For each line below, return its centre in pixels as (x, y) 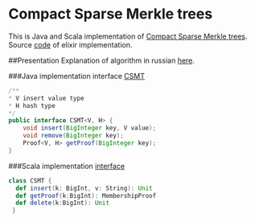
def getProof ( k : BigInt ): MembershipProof (86, 195)
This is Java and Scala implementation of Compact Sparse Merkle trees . (128, 36)
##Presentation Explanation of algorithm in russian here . (102, 60)
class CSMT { (30, 181)
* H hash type (32, 105)
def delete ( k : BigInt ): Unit (63, 203)
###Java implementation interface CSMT (76, 76)
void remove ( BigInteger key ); (74, 136)
